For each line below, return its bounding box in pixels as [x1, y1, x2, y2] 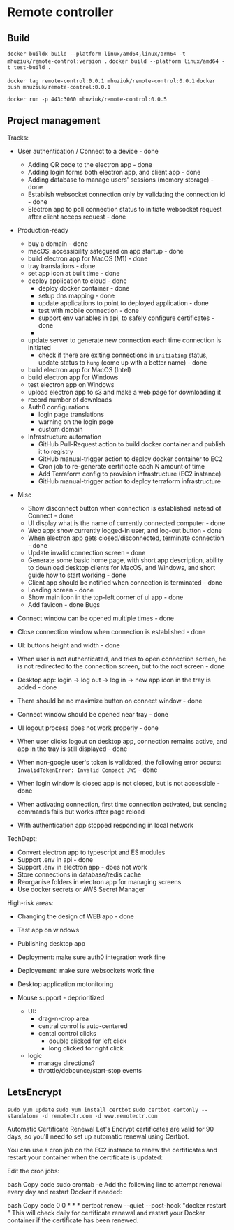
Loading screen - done [27, 585, 94, 594]
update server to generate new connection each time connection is [27, 336, 221, 344]
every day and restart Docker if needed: [7, 1187, 122, 1196]
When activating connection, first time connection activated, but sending [17, 800, 227, 808]
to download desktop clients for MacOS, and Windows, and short [27, 563, 216, 571]
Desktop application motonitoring [17, 979, 114, 988]
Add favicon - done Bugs [27, 600, 100, 608]
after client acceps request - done [27, 212, 126, 221]
